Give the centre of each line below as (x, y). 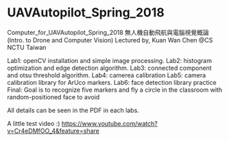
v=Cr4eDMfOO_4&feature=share (53, 131)
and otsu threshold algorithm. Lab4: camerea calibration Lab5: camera (107, 75)
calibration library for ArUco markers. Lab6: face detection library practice (112, 82)
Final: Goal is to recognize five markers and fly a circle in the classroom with (115, 90)
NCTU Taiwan (27, 47)
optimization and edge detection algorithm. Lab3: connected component (109, 68)
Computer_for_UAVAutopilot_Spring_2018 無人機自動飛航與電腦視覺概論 (108, 32)
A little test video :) (34, 123)
